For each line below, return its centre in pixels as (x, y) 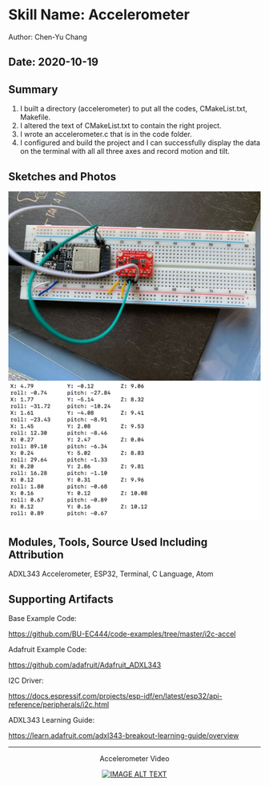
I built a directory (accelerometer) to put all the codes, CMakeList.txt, (134, 109)
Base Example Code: (43, 619)
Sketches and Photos (62, 177)
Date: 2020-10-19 (53, 62)
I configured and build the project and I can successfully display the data (140, 143)
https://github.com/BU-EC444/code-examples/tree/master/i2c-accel (122, 634)
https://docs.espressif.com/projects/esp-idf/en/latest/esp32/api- (115, 696)
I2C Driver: (26, 681)
